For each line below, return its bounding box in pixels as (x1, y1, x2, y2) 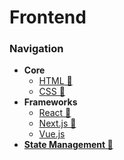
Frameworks (23, 96, 78, 108)
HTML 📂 (38, 75, 73, 87)
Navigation (9, 42, 64, 56)
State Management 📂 (23, 139, 114, 151)
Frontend (9, 6, 87, 29)
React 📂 (38, 107, 72, 119)
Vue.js (38, 128, 66, 140)
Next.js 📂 (38, 117, 77, 130)
